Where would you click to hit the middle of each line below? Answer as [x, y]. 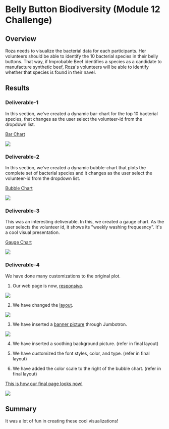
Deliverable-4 [22, 265]
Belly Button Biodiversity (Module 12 [83, 9]
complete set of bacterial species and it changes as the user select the [79, 173]
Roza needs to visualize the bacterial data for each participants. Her [76, 51]
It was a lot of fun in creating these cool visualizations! [62, 421]
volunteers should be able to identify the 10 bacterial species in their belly [82, 56]
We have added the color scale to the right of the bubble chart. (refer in [87, 368]
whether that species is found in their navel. [51, 72]
